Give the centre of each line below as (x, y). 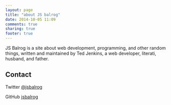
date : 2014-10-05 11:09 (31, 19)
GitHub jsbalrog (22, 96)
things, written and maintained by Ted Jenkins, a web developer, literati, (81, 53)
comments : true (21, 24)
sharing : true (20, 29)
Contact (18, 75)
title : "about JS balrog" (33, 15)
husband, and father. (27, 59)
